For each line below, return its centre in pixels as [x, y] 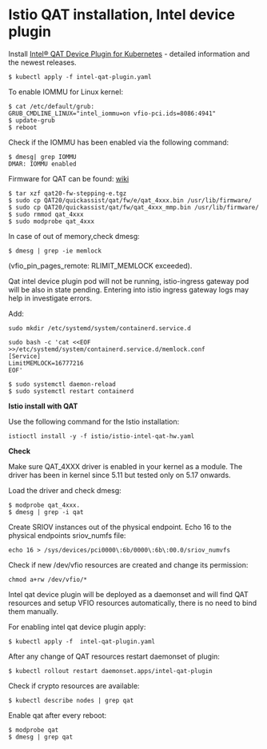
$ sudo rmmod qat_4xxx [46, 214]
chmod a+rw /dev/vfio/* [48, 580]
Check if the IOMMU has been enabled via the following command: [119, 142]
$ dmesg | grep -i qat [46, 512]
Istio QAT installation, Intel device [122, 15]
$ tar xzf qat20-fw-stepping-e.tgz [68, 193]
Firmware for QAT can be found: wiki [69, 178]
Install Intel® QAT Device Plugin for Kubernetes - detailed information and [129, 54]
